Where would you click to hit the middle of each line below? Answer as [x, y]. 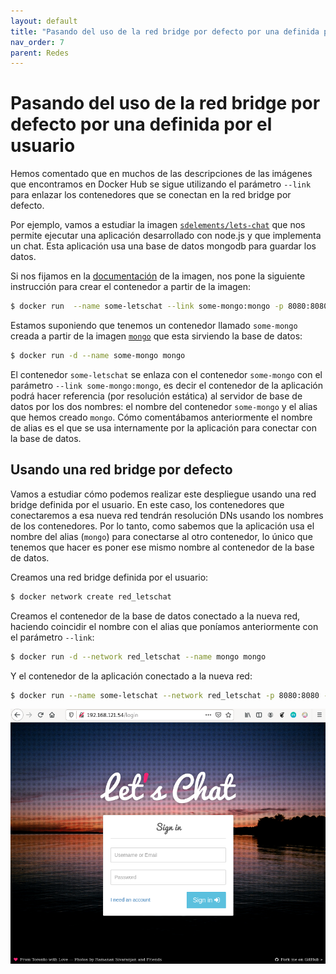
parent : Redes [40, 53]
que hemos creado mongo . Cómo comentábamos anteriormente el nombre [161, 417]
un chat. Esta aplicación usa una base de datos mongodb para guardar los [163, 246]
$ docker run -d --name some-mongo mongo [98, 356]
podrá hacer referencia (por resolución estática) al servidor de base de [156, 396]
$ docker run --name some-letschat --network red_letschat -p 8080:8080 [165, 695]
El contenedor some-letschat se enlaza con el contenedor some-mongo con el [166, 374]
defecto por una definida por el [141, 124]
